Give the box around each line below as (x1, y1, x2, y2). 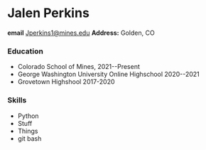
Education (7, 46, 44, 56)
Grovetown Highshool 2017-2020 (17, 77, 115, 86)
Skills (7, 95, 27, 105)
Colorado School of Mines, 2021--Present (17, 63, 140, 71)
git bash (17, 134, 42, 143)
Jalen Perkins (7, 5, 90, 21)
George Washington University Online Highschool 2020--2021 (17, 70, 200, 79)
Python (17, 112, 39, 120)
